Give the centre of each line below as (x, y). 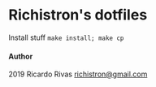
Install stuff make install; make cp (66, 37)
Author (21, 56)
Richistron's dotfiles (78, 15)
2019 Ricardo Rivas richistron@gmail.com (78, 74)
